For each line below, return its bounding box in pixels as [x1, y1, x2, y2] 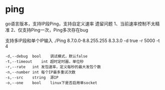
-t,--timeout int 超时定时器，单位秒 [5, 59, 84, 64]
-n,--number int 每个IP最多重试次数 [5, 69, 76, 74]
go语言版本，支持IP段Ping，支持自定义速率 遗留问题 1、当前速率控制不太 [5, 20, 155, 26]
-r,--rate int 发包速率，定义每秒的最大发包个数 [5, 64, 101, 69]
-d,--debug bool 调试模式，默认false [5, 53, 88, 58]
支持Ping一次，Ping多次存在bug [22, 26, 89, 33]
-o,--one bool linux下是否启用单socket [5, 80, 98, 85]
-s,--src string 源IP [5, 75, 59, 80]
